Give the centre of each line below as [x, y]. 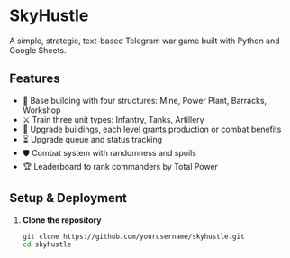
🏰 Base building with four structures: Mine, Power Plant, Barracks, [145, 100]
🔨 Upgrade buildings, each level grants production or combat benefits [152, 129]
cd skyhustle [47, 244]
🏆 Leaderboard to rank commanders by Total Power [120, 166]
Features [35, 79]
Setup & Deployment [68, 198]
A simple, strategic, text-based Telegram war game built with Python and [145, 41]
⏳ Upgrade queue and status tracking [92, 139]
